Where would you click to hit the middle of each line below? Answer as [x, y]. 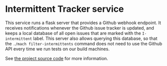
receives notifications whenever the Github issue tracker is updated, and [80, 28]
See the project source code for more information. [57, 58]
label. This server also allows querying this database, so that [95, 38]
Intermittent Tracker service [65, 9]
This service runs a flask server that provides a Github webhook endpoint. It [83, 23]
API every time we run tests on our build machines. [57, 49]
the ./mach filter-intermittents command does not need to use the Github [84, 43]
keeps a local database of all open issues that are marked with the [73, 33]
